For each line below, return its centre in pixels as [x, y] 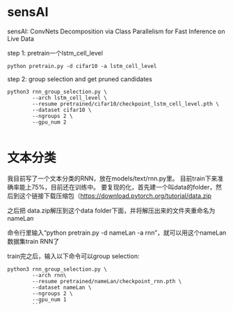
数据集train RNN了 [33, 241]
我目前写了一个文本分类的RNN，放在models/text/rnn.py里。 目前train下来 [112, 178]
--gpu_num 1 [50, 299]
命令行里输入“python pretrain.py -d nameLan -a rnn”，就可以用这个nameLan [117, 233]
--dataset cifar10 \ [62, 110]
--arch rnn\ [50, 275]
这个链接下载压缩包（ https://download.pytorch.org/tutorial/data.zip [115, 196]
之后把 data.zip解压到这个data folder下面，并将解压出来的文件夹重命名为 [111, 210]
